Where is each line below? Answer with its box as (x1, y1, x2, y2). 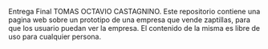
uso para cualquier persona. (8, 32, 102, 41)
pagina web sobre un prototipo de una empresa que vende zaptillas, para (8, 15, 251, 24)
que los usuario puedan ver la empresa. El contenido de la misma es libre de (8, 24, 261, 32)
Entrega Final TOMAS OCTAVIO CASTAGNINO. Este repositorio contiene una (8, 7, 261, 16)
